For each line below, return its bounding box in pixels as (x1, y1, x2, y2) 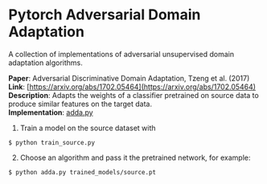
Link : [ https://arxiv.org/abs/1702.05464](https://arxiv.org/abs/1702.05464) (8, 82, 256, 92)
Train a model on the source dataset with (19, 123, 156, 133)
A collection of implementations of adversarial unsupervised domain (8, 49, 235, 59)
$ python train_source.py (8, 138, 95, 146)
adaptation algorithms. (8, 58, 83, 67)
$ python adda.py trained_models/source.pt (8, 168, 157, 176)
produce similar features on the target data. (8, 99, 153, 108)
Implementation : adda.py (8, 107, 94, 117)
